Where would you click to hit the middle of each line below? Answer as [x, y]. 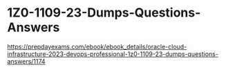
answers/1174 [27, 61]
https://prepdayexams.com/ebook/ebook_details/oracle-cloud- [97, 46]
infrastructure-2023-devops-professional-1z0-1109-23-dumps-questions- [113, 54]
